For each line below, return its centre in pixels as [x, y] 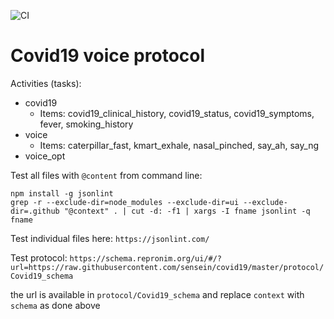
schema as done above [55, 305]
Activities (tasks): [46, 83]
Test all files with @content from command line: [106, 175]
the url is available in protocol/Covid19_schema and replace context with [157, 294]
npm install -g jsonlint [62, 193]
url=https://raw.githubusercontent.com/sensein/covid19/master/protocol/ [167, 267]
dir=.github [35, 211]
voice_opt [45, 156]
